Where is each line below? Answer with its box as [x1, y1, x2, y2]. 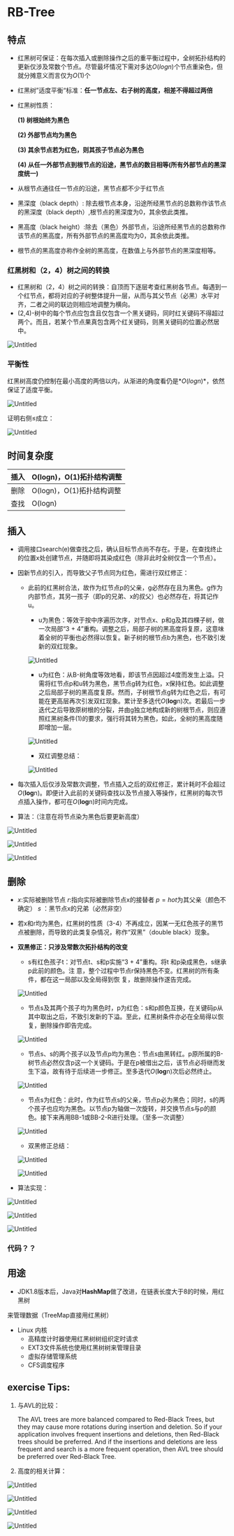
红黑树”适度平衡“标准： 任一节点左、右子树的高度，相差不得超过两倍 [17, 86, 213, 95]
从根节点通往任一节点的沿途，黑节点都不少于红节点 [17, 184, 165, 193]
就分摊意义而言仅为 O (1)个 [17, 71, 91, 79]
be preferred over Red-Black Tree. [17, 1452, 117, 1460]
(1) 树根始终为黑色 [17, 116, 70, 124]
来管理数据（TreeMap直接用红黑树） [7, 1310, 113, 1319]
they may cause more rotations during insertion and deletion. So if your [17, 1423, 223, 1431]
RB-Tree [7, 4, 56, 20]
